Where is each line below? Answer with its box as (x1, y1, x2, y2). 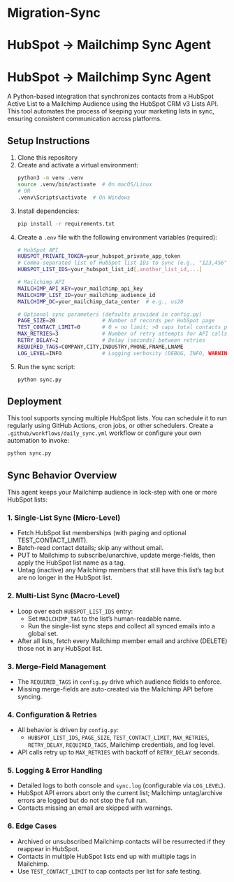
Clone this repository (17, 153, 78, 162)
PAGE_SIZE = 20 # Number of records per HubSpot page (17, 317, 215, 324)
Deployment (7, 395, 62, 407)
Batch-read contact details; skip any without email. (17, 544, 164, 552)
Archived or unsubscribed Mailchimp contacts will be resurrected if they (17, 837, 226, 846)
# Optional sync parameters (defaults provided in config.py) (17, 310, 203, 318)
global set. (27, 629, 59, 638)
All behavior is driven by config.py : (17, 726, 119, 734)
